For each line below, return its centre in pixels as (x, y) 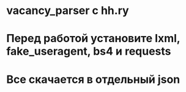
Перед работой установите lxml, (93, 39)
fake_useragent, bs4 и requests (89, 51)
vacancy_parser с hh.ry (68, 11)
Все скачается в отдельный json (93, 79)
